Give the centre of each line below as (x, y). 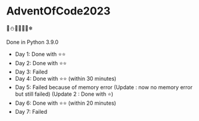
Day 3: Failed (31, 72)
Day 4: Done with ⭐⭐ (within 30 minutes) (65, 78)
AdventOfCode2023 (58, 11)
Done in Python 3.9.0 (33, 42)
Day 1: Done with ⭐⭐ (40, 54)
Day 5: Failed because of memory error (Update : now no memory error (104, 87)
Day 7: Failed (31, 111)
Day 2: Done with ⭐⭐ (41, 63)
